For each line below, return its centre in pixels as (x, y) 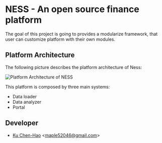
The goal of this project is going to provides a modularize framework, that (82, 34)
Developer (22, 123)
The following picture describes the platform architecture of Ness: (74, 67)
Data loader (24, 96)
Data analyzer (27, 102)
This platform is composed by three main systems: (58, 87)
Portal (19, 107)
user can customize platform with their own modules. (60, 39)
